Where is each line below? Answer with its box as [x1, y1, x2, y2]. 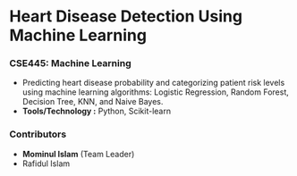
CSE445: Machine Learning [9, 57, 132, 70]
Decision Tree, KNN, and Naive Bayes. [21, 96, 164, 107]
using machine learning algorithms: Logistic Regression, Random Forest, [21, 87, 289, 97]
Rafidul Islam [21, 158, 71, 169]
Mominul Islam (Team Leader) [21, 148, 135, 159]
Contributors [9, 128, 67, 140]
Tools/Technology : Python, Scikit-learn [21, 105, 172, 117]
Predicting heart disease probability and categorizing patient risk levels [21, 78, 285, 88]
